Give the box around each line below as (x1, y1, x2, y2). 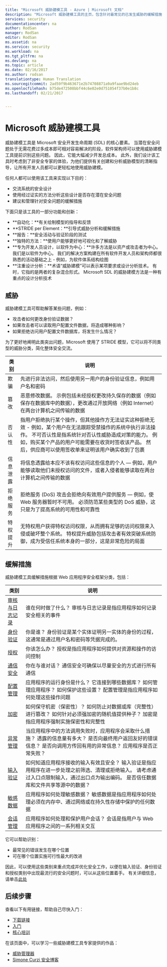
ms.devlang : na (5, 58, 37, 63)
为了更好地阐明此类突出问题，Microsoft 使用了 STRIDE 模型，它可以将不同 (5, 339, 157, 345)
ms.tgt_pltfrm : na (5, 53, 43, 59)
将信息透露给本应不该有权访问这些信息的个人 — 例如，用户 (20, 459, 158, 466)
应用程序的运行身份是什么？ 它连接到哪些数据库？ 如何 (25, 679, 153, 686)
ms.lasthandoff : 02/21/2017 (5, 91, 64, 96)
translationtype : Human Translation (5, 77, 81, 82)
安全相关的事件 (25, 612, 61, 619)
